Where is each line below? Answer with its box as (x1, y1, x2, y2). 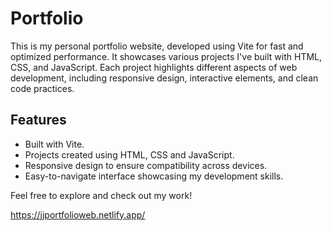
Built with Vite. (24, 138, 85, 150)
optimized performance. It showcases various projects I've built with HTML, (10, 50, 323, 62)
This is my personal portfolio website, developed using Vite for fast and (10, 40, 304, 52)
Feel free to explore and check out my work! (10, 189, 193, 201)
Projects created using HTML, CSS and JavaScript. (24, 148, 235, 161)
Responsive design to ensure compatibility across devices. (24, 159, 268, 171)
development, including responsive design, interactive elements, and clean (10, 72, 319, 84)
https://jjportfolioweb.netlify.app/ (10, 208, 146, 221)
